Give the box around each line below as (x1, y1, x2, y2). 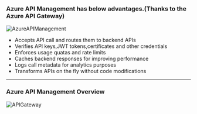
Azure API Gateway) (6, 12, 65, 20)
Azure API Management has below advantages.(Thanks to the (6, 5, 186, 13)
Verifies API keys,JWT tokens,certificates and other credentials (14, 43, 168, 50)
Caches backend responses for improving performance (14, 55, 149, 63)
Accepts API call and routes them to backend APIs (14, 37, 136, 44)
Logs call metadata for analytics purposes (14, 61, 116, 68)
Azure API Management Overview (6, 88, 105, 96)
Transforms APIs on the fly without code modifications (14, 68, 147, 75)
